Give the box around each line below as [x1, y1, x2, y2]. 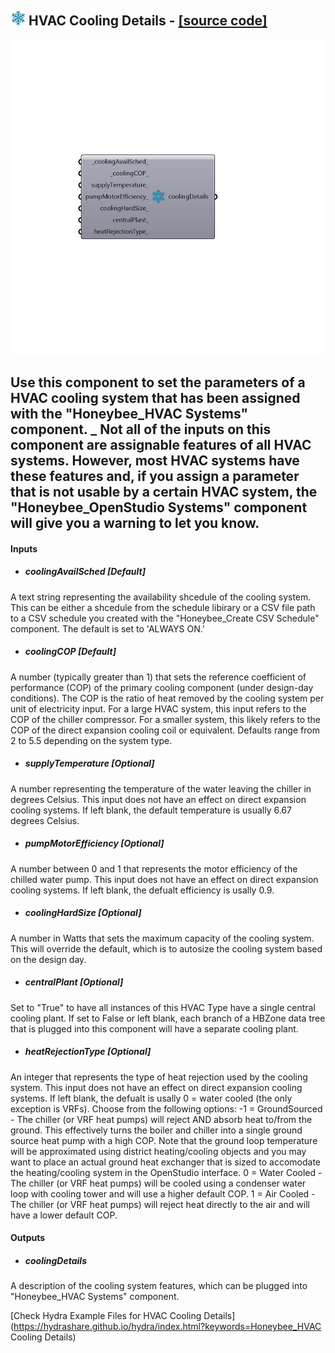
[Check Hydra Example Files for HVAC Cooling [10, 1310, 202, 1322]
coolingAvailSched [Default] [24, 566, 146, 578]
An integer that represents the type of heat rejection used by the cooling [10, 1071, 308, 1083]
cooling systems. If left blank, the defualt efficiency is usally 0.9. [10, 884, 275, 896]
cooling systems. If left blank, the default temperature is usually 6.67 [10, 804, 292, 816]
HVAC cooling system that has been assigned [10, 390, 301, 407]
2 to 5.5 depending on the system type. [10, 734, 173, 746]
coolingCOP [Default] [24, 646, 117, 658]
